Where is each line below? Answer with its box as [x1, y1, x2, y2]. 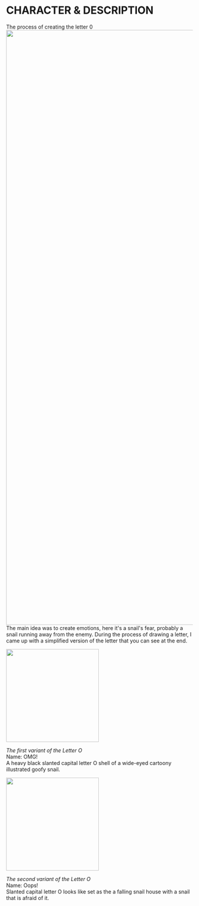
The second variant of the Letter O [6, 875, 91, 882]
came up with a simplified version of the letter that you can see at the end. [6, 637, 188, 644]
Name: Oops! [6, 882, 38, 889]
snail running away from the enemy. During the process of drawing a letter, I [6, 631, 192, 638]
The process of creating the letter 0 [6, 23, 93, 30]
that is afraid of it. [6, 894, 49, 901]
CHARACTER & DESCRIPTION [6, 4, 154, 17]
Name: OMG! [6, 753, 38, 760]
